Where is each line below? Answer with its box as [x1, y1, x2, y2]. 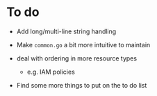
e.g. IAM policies [26, 67, 76, 76]
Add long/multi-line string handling [16, 27, 117, 35]
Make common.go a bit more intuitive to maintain [16, 40, 151, 49]
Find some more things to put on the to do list [16, 81, 147, 89]
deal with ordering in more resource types [16, 54, 137, 63]
